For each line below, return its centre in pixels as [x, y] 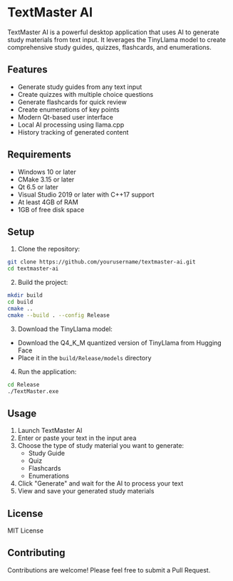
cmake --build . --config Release [59, 315]
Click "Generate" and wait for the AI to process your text [100, 483]
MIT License [26, 530]
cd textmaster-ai [33, 269]
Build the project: [43, 283]
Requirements [39, 155]
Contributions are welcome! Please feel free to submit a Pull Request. [109, 570]
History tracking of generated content [73, 132]
